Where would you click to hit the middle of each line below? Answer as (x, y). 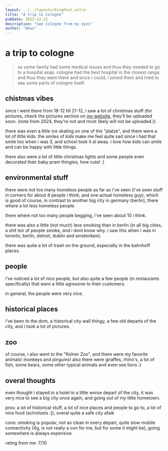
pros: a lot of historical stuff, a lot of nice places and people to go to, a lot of (83, 407)
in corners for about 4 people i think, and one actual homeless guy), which (82, 195)
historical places (32, 309)
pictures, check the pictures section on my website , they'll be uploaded (79, 116)
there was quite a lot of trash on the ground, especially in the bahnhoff (78, 245)
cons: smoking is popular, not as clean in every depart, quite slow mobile (80, 422)
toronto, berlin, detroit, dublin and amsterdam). (53, 235)
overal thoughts (30, 380)
